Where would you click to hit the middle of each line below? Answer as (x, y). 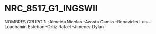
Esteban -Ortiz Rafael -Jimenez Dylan (66, 26)
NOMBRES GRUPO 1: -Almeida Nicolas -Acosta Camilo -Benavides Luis (76, 22)
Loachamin (16, 26)
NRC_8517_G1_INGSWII (51, 8)
